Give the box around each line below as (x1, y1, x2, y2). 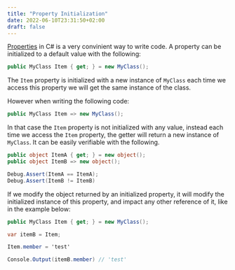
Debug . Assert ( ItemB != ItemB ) (7, 177, 96, 184)
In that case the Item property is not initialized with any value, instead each (7, 123, 224, 132)
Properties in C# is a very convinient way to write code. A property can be (7, 43, 222, 51)
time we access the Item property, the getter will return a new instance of (7, 131, 220, 139)
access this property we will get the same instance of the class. (7, 83, 192, 92)
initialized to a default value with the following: (7, 50, 142, 58)
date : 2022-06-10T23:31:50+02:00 (7, 17, 105, 24)
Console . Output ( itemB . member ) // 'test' (7, 256, 128, 263)
